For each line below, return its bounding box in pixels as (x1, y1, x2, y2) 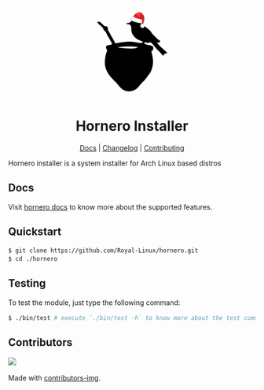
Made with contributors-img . (8, 373, 101, 382)
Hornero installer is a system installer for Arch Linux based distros (8, 158, 222, 168)
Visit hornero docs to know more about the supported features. (8, 202, 213, 211)
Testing (8, 277, 46, 290)
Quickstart (8, 225, 62, 238)
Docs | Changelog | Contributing (79, 143, 185, 152)
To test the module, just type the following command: (8, 298, 181, 307)
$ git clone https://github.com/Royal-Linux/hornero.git (8, 247, 199, 254)
